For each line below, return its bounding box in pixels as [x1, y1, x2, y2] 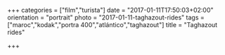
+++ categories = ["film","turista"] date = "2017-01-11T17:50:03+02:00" [7, 6, 214, 14]
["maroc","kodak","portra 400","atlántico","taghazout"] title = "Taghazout [7, 21, 218, 29]
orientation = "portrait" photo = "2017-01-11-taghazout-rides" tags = [7, 13, 205, 22]
